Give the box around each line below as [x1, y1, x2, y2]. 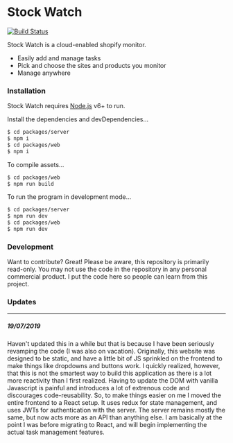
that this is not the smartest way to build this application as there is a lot [7, 369, 212, 377]
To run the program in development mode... [7, 193, 132, 201]
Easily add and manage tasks [17, 53, 101, 62]
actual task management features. [7, 428, 105, 436]
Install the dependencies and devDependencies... [7, 115, 149, 123]
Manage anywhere [17, 69, 71, 77]
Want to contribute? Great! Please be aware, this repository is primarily [7, 258, 209, 266]
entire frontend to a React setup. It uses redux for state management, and [7, 398, 217, 406]
